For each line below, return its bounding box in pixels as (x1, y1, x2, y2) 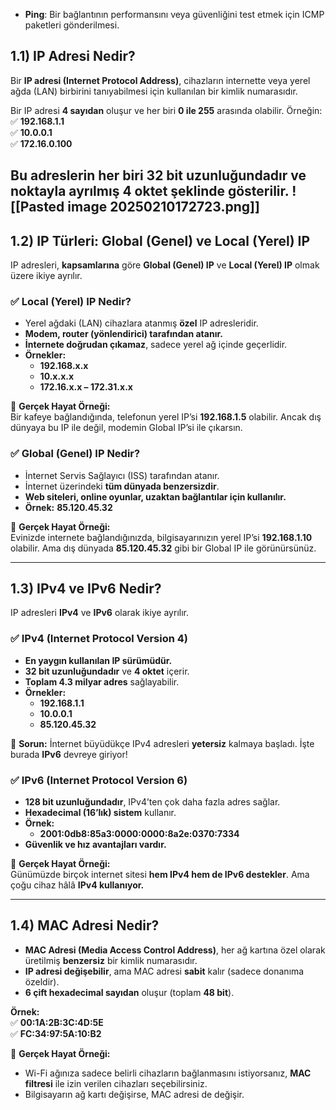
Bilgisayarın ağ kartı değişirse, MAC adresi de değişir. (24, 1088, 245, 1100)
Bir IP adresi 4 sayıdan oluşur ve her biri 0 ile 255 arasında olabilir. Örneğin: (10, 104, 323, 116)
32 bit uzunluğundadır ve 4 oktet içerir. (24, 665, 190, 677)
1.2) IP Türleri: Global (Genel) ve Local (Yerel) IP (10, 232, 311, 249)
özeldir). (24, 975, 60, 988)
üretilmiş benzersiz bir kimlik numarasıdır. (24, 954, 198, 966)
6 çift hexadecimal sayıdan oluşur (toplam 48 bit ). (24, 986, 235, 998)
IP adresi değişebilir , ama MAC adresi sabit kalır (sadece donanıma (24, 965, 305, 977)
